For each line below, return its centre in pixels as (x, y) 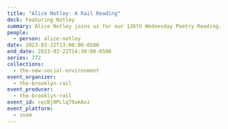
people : (18, 32)
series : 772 (24, 58)
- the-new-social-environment (56, 70)
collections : (26, 64)
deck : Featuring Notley (41, 20)
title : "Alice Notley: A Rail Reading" (64, 13)
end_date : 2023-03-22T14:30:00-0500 (59, 52)
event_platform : (30, 109)
